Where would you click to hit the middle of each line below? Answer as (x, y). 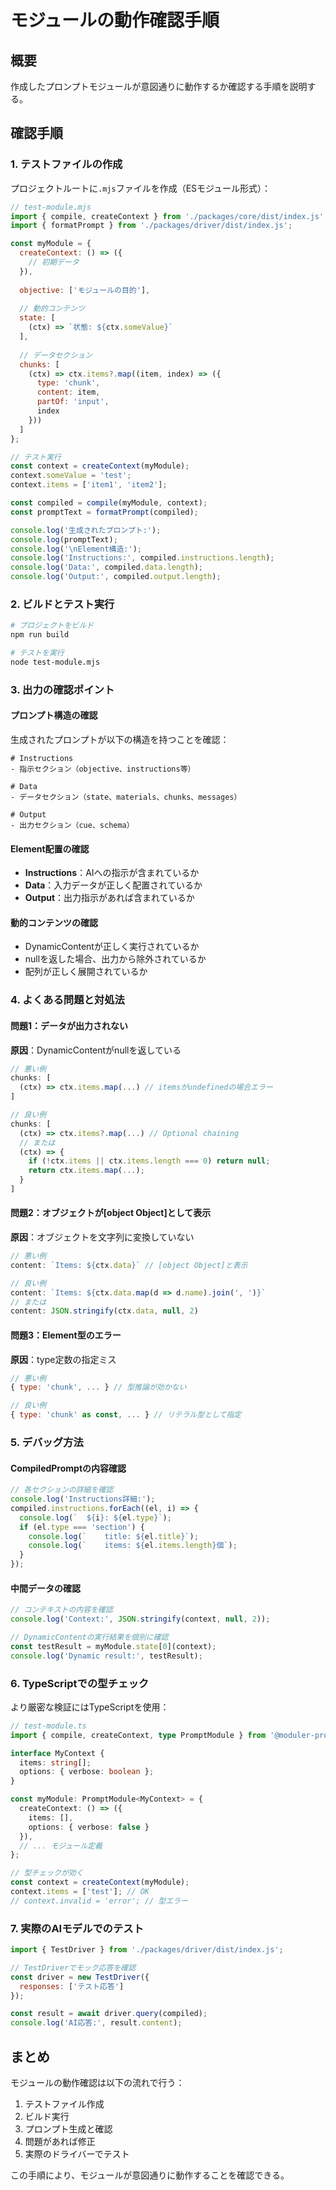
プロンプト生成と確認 (68, 2129)
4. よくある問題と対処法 (67, 1000)
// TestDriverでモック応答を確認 (73, 1967)
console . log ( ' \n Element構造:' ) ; (76, 549)
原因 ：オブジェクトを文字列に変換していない (102, 1237)
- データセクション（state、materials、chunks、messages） (126, 797)
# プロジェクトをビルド (52, 626)
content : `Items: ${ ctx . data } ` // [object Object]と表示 (129, 1265)
